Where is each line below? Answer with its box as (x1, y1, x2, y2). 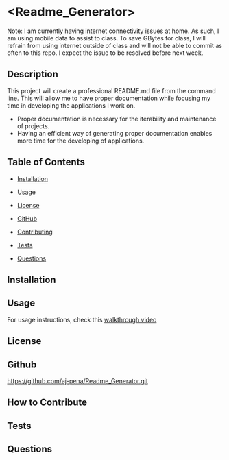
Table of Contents (7, 156, 86, 168)
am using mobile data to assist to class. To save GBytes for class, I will (7, 34, 206, 42)
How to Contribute (7, 397, 88, 409)
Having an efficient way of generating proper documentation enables (16, 129, 213, 137)
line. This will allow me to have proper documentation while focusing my (7, 94, 211, 102)
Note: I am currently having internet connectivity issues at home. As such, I (7, 27, 219, 35)
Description (7, 69, 58, 80)
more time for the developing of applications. (16, 136, 145, 145)
